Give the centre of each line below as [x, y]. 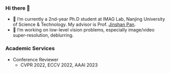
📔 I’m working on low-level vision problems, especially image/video [83, 30]
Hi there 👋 [18, 8]
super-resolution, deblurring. [43, 35]
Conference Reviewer [36, 59]
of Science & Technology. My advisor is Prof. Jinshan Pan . [74, 24]
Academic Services [30, 49]
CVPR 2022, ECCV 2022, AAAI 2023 [59, 65]
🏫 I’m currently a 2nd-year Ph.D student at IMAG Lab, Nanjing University [89, 19]
